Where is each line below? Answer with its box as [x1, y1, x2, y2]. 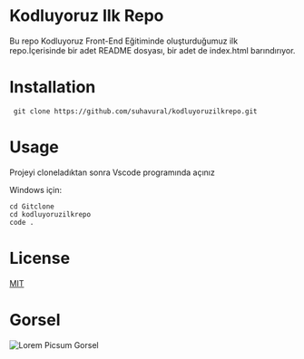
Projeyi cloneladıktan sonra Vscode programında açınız [9, 167, 215, 178]
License [9, 248, 71, 268]
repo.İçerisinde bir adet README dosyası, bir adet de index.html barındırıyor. [9, 44, 296, 55]
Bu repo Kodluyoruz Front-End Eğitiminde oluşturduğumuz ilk [9, 35, 239, 46]
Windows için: [9, 184, 63, 195]
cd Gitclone [9, 201, 54, 211]
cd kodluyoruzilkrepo [9, 209, 92, 218]
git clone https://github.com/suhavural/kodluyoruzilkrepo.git [13, 106, 258, 116]
